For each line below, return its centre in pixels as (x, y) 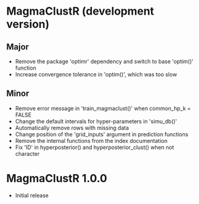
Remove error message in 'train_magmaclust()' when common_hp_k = (103, 108)
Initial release (32, 195)
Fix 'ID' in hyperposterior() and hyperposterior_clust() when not (95, 147)
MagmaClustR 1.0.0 (57, 178)
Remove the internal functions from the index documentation (91, 140)
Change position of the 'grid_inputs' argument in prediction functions (102, 134)
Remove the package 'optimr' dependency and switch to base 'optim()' (104, 61)
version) (28, 24)
